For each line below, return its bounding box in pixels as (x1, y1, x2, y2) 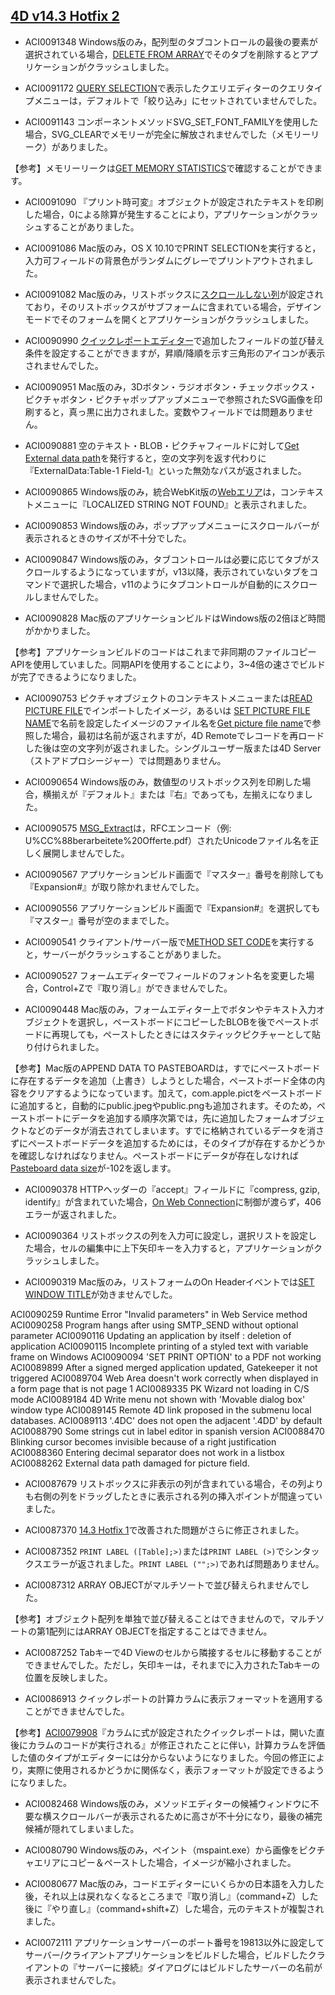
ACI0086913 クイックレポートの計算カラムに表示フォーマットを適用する (24, 1692, 324, 1704)
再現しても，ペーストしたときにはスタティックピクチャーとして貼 (51, 1028, 322, 1040)
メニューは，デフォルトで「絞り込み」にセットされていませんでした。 (33, 94, 323, 106)
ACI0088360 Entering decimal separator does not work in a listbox (10, 1446, 285, 1458)
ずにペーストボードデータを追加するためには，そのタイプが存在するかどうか (10, 1137, 326, 1149)
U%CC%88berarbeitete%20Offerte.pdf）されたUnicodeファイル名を (24, 834, 311, 846)
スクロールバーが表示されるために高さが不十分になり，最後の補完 (51, 1810, 323, 1822)
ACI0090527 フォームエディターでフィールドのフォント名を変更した (24, 969, 307, 981)
